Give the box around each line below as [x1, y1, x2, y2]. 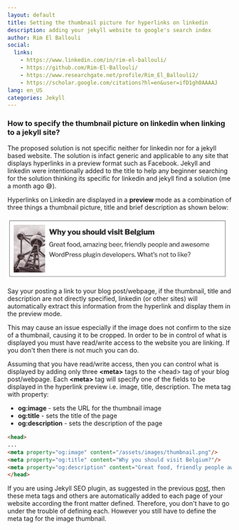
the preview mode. [7, 310, 63, 318]
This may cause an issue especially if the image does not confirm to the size [7, 323, 231, 332]
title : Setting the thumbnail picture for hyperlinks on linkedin [7, 19, 208, 26]
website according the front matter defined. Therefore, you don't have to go [7, 499, 230, 508]
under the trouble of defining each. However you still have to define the [7, 506, 217, 516]
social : [7, 41, 31, 49]
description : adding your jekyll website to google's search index [7, 26, 212, 33]
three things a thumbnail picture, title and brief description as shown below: [7, 203, 229, 212]
